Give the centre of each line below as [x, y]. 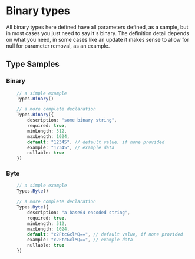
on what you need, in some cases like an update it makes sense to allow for [98, 39]
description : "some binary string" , [72, 120]
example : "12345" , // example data [71, 147]
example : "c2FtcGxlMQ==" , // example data [80, 240]
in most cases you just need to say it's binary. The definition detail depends [98, 33]
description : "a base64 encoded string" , [79, 213]
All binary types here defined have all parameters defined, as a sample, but [97, 27]
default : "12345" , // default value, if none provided [96, 142]
